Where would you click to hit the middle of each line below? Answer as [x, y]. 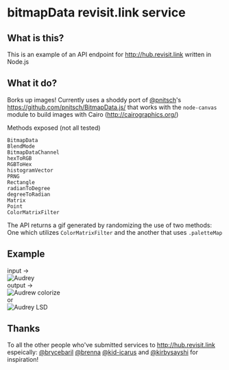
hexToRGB [20, 158]
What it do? [32, 83]
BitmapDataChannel [33, 152]
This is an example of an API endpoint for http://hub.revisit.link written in [109, 54]
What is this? [36, 38]
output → [20, 285]
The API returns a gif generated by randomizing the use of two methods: [110, 225]
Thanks [24, 328]
